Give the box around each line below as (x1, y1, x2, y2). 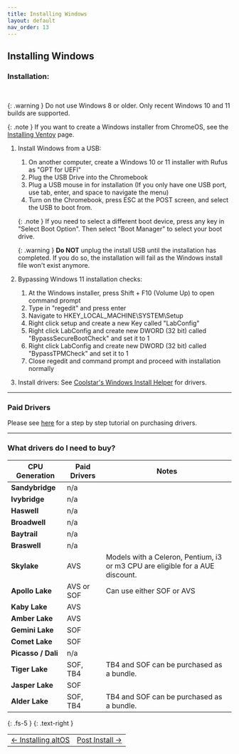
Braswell (11, 540, 41, 550)
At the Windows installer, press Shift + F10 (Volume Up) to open (28, 289, 215, 298)
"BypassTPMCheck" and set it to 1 (28, 350, 129, 358)
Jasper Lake (11, 680, 53, 690)
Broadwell (11, 517, 46, 527)
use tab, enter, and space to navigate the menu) (28, 188, 169, 197)
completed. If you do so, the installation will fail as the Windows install (17, 253, 223, 262)
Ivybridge (11, 494, 45, 504)
